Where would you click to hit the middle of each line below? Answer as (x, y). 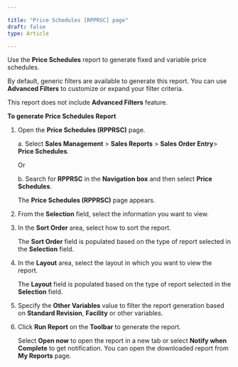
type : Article (28, 33)
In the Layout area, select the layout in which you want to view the (115, 263)
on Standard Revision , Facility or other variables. (90, 313)
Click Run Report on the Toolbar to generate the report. (99, 327)
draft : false (27, 27)
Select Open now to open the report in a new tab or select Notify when (122, 341)
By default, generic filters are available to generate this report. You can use (117, 81)
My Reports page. (44, 356)
